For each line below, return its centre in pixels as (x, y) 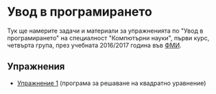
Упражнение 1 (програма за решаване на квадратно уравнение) (111, 83)
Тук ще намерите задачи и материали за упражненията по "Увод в (105, 31)
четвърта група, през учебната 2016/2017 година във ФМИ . (94, 45)
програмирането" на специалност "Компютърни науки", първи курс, (108, 37)
